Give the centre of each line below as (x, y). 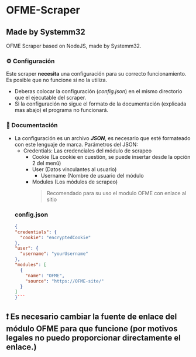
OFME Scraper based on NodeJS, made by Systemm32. (74, 46)
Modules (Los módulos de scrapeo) (75, 182)
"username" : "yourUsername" (54, 254)
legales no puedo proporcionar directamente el (94, 338)
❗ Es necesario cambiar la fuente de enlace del (92, 316)
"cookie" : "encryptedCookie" (56, 237)
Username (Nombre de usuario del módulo (92, 175)
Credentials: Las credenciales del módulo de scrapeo (87, 151)
